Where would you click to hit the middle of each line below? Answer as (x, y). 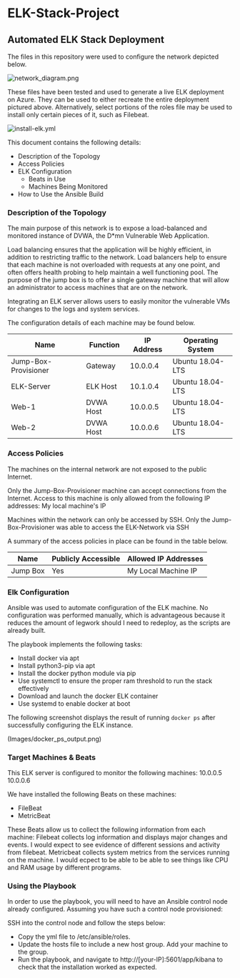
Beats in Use (47, 179)
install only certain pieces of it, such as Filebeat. (78, 115)
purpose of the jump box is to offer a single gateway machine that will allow (119, 280)
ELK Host (101, 386)
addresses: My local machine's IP (57, 506)
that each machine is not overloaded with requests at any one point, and (114, 265)
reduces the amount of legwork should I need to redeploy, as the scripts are (119, 622)
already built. (27, 630)
